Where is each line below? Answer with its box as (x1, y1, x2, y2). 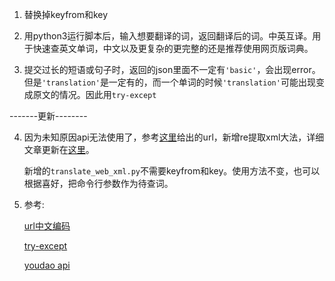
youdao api (23, 259, 71, 271)
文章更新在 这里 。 (23, 144, 95, 155)
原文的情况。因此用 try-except (32, 89, 157, 100)
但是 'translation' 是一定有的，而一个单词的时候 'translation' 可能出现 (23, 76, 316, 88)
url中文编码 (23, 220, 71, 232)
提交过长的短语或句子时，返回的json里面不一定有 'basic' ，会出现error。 (23, 64, 321, 75)
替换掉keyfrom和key (23, 9, 109, 20)
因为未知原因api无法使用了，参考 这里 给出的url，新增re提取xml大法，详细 (23, 131, 325, 143)
